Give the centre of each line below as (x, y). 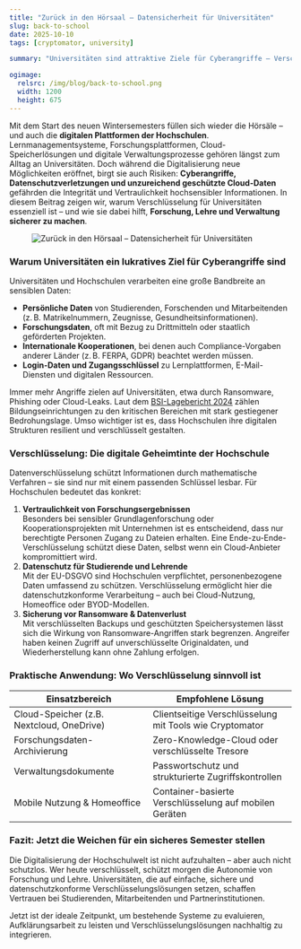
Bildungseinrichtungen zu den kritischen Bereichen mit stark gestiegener (144, 411)
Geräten (170, 814)
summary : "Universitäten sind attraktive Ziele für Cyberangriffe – (140, 59)
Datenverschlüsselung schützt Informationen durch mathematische (133, 473)
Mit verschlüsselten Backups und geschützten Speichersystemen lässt (153, 623)
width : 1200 (40, 91)
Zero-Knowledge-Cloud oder (215, 739)
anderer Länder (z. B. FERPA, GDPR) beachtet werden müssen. (138, 355)
